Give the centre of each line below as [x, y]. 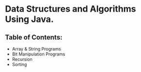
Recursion [22, 59]
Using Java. [29, 19]
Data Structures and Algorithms [70, 9]
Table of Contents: [34, 37]
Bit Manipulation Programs [39, 54]
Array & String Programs [36, 49]
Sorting [19, 64]
